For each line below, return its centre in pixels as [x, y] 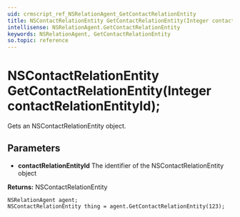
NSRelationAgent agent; [43, 200]
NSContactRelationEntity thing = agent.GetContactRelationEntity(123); [116, 206]
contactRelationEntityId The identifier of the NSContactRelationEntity [121, 166]
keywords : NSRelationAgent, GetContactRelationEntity [89, 34]
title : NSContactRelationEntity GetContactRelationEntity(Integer [108, 21]
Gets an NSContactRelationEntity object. [67, 126]
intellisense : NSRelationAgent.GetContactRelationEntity [94, 27]
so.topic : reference [38, 41]
